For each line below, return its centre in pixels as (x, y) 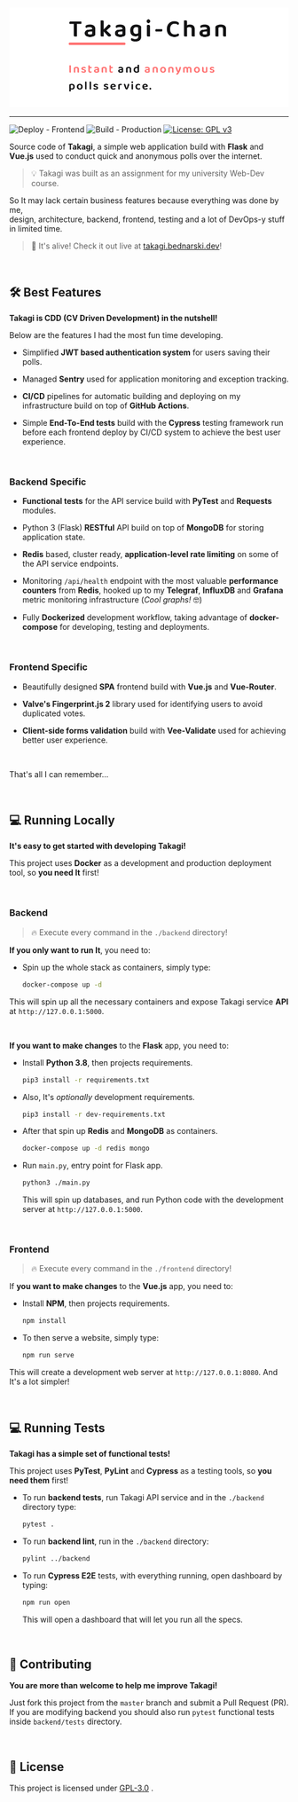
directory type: (49, 1507)
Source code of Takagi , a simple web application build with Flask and (137, 147)
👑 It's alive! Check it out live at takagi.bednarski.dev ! (126, 246)
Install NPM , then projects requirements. (96, 1303)
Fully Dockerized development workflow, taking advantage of (135, 618)
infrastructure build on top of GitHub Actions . (106, 405)
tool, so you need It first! (54, 873)
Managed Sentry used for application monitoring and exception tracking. (155, 379)
